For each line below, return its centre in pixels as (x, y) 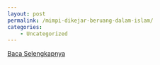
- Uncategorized (44, 34)
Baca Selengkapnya (36, 54)
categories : (25, 27)
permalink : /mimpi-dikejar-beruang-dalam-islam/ (80, 20)
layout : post (27, 14)
